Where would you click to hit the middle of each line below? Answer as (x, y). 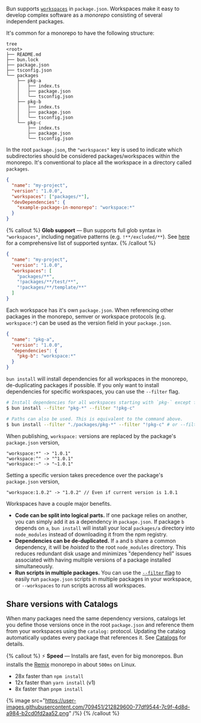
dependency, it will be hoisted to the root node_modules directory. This (100, 547)
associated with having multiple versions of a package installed (93, 560)
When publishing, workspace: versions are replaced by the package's (91, 436)
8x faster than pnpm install (49, 689)
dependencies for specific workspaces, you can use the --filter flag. (93, 391)
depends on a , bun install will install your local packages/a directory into (105, 528)
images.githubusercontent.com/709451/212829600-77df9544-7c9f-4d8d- (98, 707)
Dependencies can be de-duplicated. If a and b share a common (95, 541)
